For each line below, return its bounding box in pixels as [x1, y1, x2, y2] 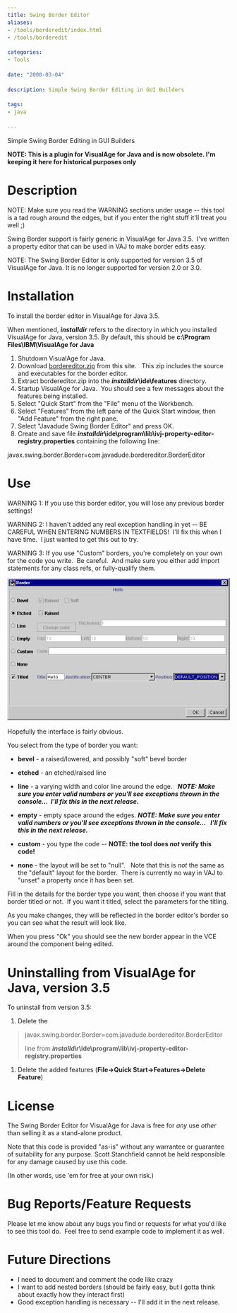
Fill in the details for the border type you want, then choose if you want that [7, 889, 226, 899]
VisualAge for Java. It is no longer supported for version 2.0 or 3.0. [7, 263, 202, 272]
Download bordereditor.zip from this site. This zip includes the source [17, 361, 224, 370]
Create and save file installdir [17, 429, 104, 438]
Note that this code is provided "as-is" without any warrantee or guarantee [7, 1142, 224, 1151]
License [7, 1098, 55, 1114]
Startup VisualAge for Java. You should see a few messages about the [17, 384, 224, 392]
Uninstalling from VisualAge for [7, 965, 196, 981]
